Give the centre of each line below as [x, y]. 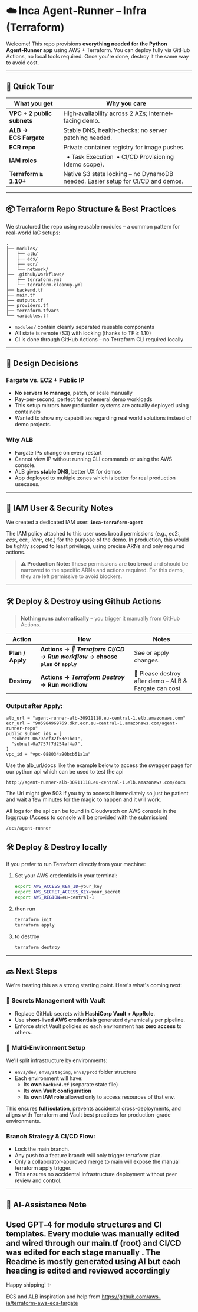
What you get [33, 103]
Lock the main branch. [42, 1149]
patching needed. [88, 138]
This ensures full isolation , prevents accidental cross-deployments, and [94, 1108]
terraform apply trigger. [43, 1168]
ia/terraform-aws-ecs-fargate [42, 1303]
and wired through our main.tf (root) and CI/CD [94, 1243]
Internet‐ [161, 113]
